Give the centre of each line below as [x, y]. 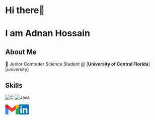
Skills [14, 85]
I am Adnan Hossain [48, 34]
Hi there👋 [25, 10]
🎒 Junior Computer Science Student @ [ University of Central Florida [77, 64]
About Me [21, 52]
